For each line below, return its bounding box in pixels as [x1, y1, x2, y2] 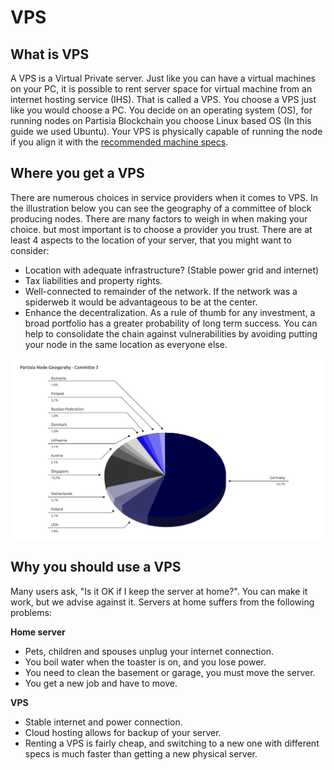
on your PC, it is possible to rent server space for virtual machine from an [10, 83, 313, 95]
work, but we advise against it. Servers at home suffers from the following [10, 596, 315, 608]
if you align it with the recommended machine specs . [10, 136, 229, 148]
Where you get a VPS [10, 165, 145, 182]
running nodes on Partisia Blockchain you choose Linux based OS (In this [10, 115, 312, 126]
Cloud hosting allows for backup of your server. [24, 726, 222, 738]
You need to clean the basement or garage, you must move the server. [24, 666, 316, 678]
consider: [10, 244, 50, 256]
